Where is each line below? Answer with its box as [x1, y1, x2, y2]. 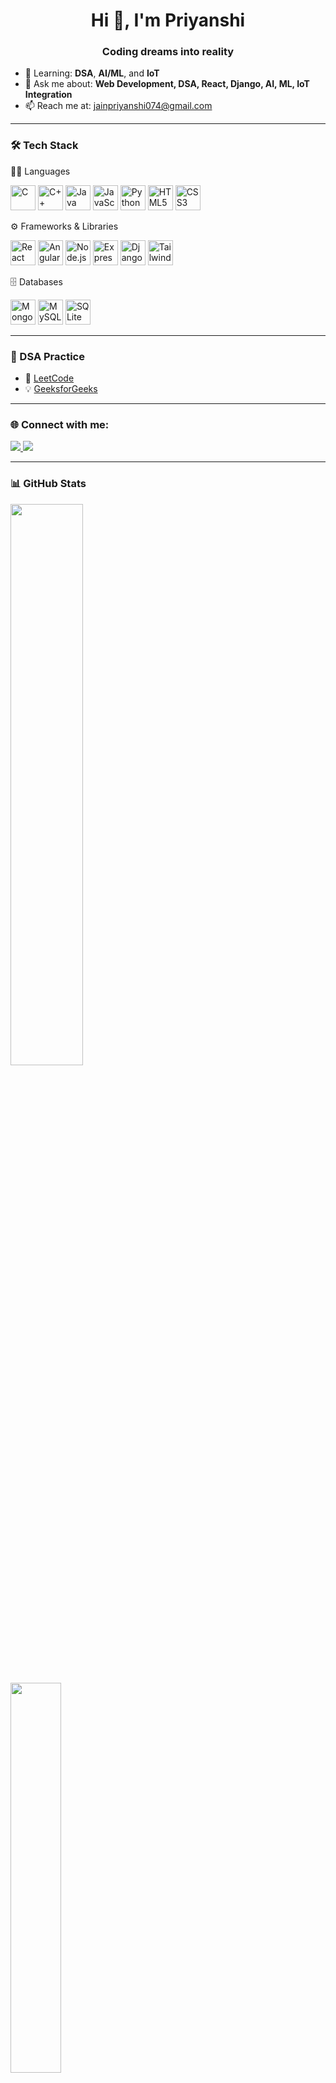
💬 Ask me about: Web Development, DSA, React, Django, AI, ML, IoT [24, 78, 310, 90]
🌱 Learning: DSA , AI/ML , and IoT [24, 67, 160, 79]
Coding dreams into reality [101, 45, 235, 59]
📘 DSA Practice [10, 349, 85, 363]
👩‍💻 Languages [10, 165, 71, 177]
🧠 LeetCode [24, 372, 75, 384]
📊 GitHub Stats [10, 477, 87, 491]
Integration [24, 89, 73, 101]
